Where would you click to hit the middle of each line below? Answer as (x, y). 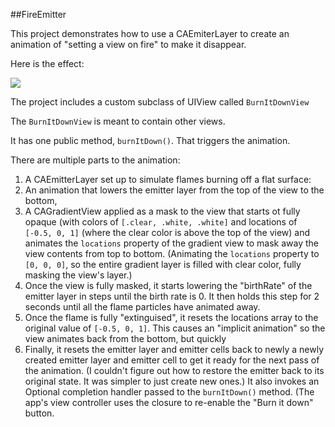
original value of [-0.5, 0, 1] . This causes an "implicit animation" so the (175, 328)
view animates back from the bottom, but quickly (125, 338)
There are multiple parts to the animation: (95, 160)
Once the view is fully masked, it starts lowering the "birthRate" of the (168, 285)
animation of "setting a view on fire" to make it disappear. (128, 44)
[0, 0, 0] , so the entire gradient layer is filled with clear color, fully (163, 264)
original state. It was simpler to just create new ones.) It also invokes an (172, 381)
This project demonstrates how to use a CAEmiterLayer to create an (150, 33)
